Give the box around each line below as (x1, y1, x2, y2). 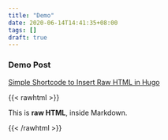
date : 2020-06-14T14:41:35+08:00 (8, 19, 118, 27)
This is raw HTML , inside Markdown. (8, 108, 128, 117)
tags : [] (8, 26, 37, 34)
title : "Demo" (8, 11, 55, 20)
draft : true (8, 33, 47, 42)
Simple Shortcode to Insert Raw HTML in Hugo (8, 77, 160, 87)
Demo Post (8, 60, 51, 71)
